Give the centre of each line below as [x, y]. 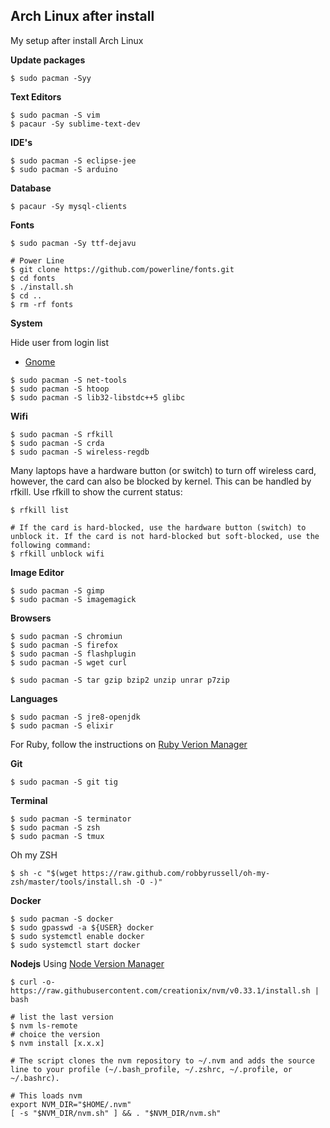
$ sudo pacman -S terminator [71, 819]
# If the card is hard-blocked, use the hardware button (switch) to [158, 527]
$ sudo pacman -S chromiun [66, 636]
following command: [51, 545]
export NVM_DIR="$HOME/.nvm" [71, 1104]
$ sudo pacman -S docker [62, 919]
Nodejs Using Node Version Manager [87, 963]
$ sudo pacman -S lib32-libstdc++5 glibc [98, 397]
